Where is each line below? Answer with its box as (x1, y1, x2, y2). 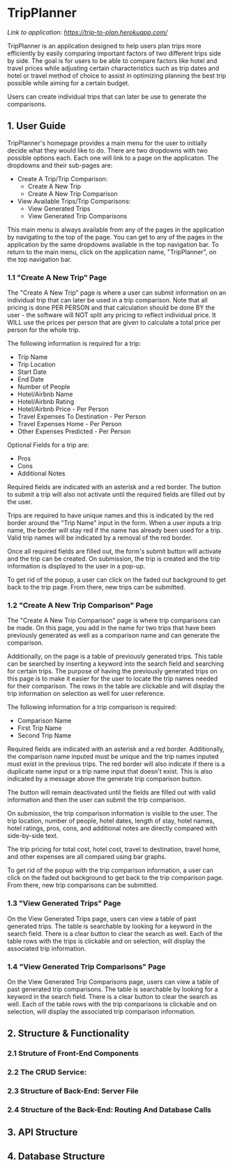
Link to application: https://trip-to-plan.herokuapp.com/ (7, 28, 168, 36)
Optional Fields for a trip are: (7, 441, 89, 449)
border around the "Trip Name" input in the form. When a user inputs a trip (7, 519, 222, 527)
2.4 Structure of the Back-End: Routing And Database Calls (7, 1105, 211, 1114)
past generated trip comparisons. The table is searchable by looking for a (7, 985, 218, 993)
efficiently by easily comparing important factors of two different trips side (7, 49, 221, 57)
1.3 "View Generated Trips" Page (7, 898, 121, 908)
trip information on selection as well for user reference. (7, 690, 165, 698)
